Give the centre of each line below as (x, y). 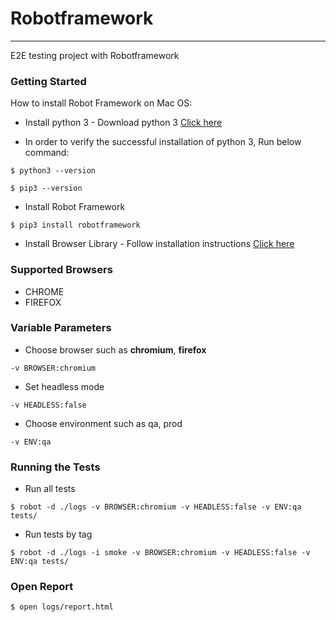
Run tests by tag (58, 534)
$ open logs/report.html (62, 607)
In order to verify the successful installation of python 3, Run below (163, 142)
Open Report (42, 587)
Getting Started (48, 81)
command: (47, 153)
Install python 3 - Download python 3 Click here (123, 123)
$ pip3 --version (46, 188)
